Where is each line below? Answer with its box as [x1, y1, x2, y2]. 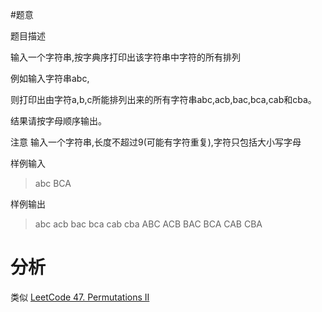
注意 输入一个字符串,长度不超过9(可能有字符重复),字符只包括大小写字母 [10, 136, 302, 148]
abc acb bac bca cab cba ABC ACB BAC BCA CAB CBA [34, 218, 263, 230]
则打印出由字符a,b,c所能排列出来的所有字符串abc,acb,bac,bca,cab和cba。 [10, 94, 317, 105]
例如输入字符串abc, [10, 73, 90, 84]
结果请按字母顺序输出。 [10, 115, 107, 127]
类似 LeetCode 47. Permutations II [10, 291, 150, 303]
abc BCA [34, 178, 72, 189]
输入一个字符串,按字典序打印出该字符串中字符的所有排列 [10, 51, 242, 63]
